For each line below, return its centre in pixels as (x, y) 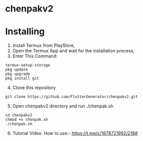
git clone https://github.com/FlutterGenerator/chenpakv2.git (71, 97)
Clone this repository (34, 87)
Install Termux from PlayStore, (44, 45)
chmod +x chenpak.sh (27, 120)
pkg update (17, 70)
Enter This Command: (35, 56)
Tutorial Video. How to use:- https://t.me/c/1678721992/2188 (75, 133)
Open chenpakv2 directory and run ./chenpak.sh (63, 106)
